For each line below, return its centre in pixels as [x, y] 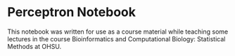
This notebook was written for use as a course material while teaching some [118, 31]
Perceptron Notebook [71, 12]
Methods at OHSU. [34, 46]
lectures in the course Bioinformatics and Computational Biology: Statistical [116, 38]
